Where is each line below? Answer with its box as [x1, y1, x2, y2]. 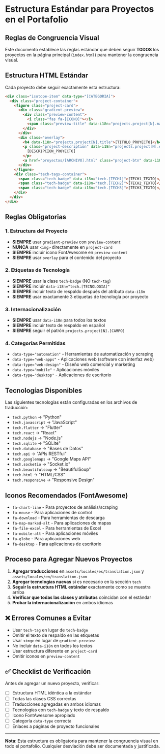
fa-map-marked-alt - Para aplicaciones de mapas [12, 520, 111, 526]
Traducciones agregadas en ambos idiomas [12, 701, 101, 707]
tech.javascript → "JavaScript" [12, 420, 77, 426]
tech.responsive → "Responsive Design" [12, 477, 95, 483]
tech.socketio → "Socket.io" [12, 461, 71, 467]
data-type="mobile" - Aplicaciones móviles [12, 367, 100, 373]
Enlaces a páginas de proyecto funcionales [12, 723, 100, 729]
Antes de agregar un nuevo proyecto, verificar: [5, 681, 100, 687]
